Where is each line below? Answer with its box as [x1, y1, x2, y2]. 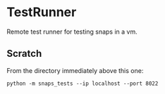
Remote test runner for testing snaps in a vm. [6, 27, 138, 36]
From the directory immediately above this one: [6, 66, 144, 74]
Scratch [6, 48, 42, 60]
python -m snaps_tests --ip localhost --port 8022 [6, 80, 159, 87]
